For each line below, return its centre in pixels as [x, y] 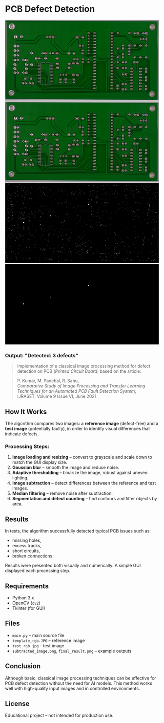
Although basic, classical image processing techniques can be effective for [81, 678]
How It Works [26, 412]
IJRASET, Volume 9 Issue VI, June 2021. [57, 396]
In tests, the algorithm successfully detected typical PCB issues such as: [78, 531]
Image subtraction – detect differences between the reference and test [84, 483]
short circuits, [26, 551]
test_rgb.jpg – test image [38, 645]
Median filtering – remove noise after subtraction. [62, 493]
